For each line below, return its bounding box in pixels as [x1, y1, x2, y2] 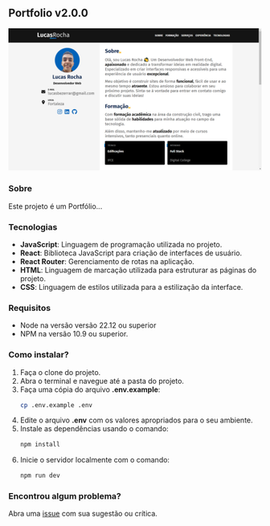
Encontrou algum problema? [8, 491, 122, 502]
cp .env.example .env [19, 401, 92, 409]
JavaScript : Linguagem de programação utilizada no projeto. [19, 239, 223, 249]
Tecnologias [8, 221, 58, 232]
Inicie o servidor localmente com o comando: [19, 455, 170, 465]
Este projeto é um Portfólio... [8, 201, 103, 211]
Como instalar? [8, 349, 70, 361]
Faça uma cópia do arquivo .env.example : [19, 385, 161, 394]
